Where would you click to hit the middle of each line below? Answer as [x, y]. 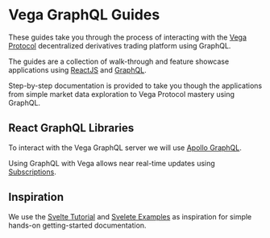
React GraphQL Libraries [71, 128]
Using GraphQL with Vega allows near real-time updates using [112, 163]
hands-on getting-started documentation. [77, 225]
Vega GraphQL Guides [84, 15]
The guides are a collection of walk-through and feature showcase [119, 61]
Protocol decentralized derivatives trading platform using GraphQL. [120, 45]
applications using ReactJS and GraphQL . [77, 69]
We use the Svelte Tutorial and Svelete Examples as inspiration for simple [130, 216]
